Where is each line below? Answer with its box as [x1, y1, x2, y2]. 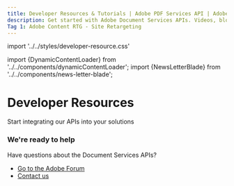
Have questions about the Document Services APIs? [7, 151, 157, 159]
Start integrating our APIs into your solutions [7, 117, 134, 126]
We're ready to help [7, 135, 75, 144]
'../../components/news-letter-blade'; [7, 70, 114, 78]
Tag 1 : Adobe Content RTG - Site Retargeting [7, 23, 141, 30]
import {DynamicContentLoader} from [7, 56, 116, 64]
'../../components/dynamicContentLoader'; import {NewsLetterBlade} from [7, 63, 221, 71]
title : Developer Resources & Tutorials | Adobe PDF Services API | [7, 10, 210, 17]
